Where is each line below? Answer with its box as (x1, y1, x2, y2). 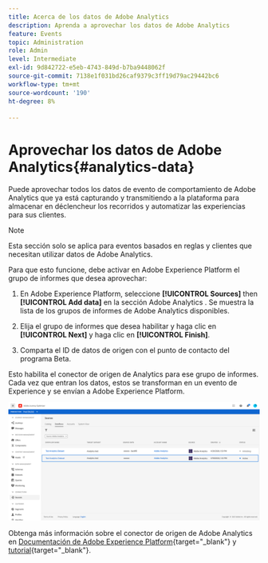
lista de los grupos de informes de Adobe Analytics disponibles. (19, 306, 230, 316)
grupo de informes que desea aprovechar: (8, 274, 148, 283)
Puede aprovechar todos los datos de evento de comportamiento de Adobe (8, 185, 257, 194)
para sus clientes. (8, 210, 66, 220)
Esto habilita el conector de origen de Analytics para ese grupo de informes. (8, 369, 259, 379)
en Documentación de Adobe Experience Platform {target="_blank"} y (8, 537, 237, 547)
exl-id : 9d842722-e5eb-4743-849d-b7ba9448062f (8, 64, 166, 72)
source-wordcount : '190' (8, 89, 91, 97)
